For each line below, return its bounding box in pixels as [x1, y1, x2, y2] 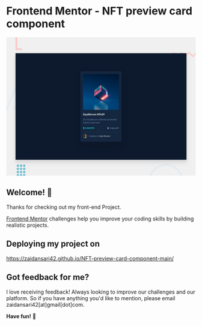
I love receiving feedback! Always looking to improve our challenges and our [6, 288, 195, 295]
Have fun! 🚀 [6, 312, 37, 319]
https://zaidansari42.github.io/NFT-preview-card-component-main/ [6, 255, 174, 262]
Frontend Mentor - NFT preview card [6, 4, 192, 18]
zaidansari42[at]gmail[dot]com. [6, 301, 85, 308]
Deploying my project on [6, 239, 100, 249]
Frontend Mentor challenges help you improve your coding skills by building [6, 215, 194, 222]
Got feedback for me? [6, 272, 90, 283]
